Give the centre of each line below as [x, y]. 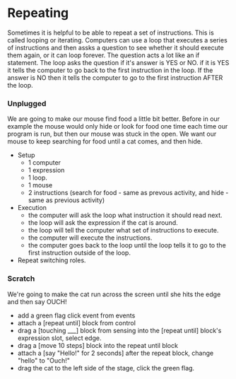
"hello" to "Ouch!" [44, 360]
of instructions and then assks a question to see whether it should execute [116, 47]
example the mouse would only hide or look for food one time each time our [118, 127]
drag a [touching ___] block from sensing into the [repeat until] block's [119, 330]
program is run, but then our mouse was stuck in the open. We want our [112, 134]
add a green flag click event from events [76, 315]
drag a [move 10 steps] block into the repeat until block [98, 345]
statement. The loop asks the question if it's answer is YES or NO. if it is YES [118, 62]
